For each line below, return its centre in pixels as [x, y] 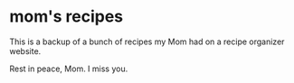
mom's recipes [66, 17]
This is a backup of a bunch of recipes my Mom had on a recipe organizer [147, 41]
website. [25, 51]
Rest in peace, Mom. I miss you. [69, 69]
